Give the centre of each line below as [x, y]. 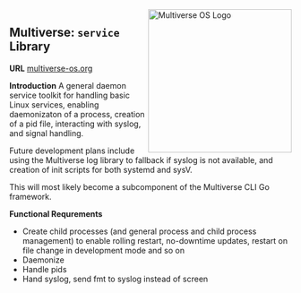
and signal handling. [47, 133]
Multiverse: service [64, 33]
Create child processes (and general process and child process [139, 231]
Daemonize [43, 260]
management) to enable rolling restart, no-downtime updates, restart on [155, 240]
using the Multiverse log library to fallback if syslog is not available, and [141, 159]
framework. [30, 196]
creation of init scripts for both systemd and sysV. [101, 169]
